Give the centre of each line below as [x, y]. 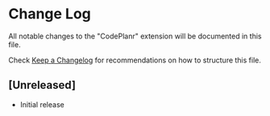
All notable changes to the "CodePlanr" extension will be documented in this [135, 36]
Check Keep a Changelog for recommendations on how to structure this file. [135, 60]
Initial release [42, 104]
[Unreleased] [42, 85]
